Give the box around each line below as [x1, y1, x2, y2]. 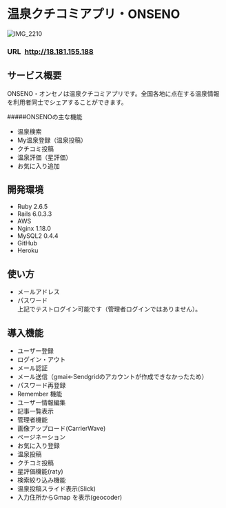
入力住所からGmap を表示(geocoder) [17, 494, 123, 502]
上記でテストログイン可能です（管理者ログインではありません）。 [17, 305, 202, 314]
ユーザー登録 [17, 347, 54, 355]
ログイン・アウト [17, 356, 66, 364]
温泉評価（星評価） [17, 153, 72, 161]
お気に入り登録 [17, 442, 60, 450]
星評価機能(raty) [17, 467, 63, 476]
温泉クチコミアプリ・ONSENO [7, 6, 181, 22]
